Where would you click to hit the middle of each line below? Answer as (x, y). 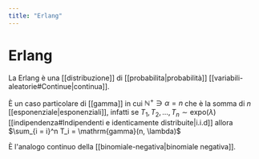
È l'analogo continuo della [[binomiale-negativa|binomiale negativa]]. (122, 147)
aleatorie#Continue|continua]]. (59, 86)
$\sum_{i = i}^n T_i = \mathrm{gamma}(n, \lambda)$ (95, 131)
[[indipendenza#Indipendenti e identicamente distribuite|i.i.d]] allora (121, 123)
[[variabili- (226, 78)
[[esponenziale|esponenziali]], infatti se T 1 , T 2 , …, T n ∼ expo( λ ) (112, 113)
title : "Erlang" (35, 16)
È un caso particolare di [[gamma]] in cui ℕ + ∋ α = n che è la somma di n (129, 103)
